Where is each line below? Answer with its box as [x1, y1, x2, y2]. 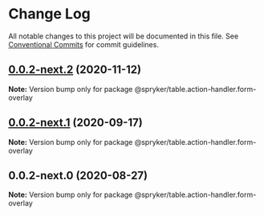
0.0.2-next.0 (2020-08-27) [8, 169, 148, 182]
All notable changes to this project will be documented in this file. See [8, 31, 239, 41]
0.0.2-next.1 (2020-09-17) [8, 116, 143, 130]
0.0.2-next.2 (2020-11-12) [8, 63, 142, 77]
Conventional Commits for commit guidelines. [8, 39, 159, 49]
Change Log [8, 5, 91, 23]
